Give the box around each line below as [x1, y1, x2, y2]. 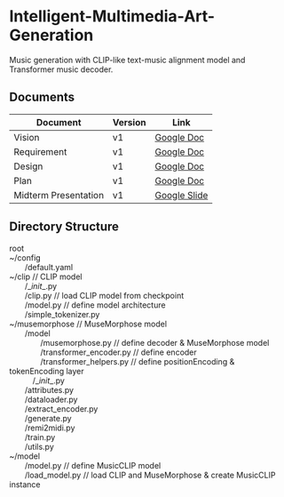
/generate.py [25, 413, 73, 423]
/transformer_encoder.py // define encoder [40, 347, 197, 357]
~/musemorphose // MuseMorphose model [9, 318, 167, 329]
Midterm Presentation [13, 188, 105, 201]
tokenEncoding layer [9, 365, 84, 376]
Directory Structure [9, 220, 120, 235]
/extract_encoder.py [25, 403, 99, 414]
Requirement [13, 145, 67, 157]
